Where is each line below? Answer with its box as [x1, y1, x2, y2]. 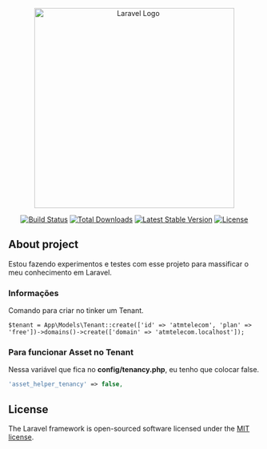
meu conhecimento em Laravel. [8, 267, 112, 277]
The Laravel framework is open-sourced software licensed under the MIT [8, 424, 250, 434]
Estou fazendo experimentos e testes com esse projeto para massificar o [8, 259, 249, 268]
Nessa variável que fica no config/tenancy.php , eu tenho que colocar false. [8, 365, 260, 375]
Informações [8, 287, 59, 299]
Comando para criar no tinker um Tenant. [8, 306, 144, 315]
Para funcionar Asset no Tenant [8, 347, 134, 358]
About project [8, 238, 78, 251]
